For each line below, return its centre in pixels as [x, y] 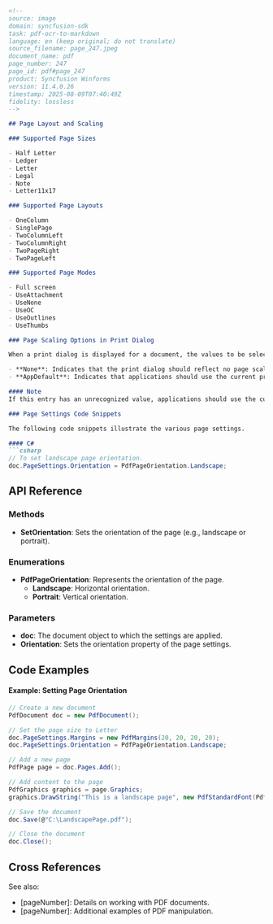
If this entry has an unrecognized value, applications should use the [132, 399]
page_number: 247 [38, 64]
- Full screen [32, 288]
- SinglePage [30, 228]
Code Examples [49, 670]
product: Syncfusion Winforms [60, 79]
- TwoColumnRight [38, 243]
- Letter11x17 [32, 191]
